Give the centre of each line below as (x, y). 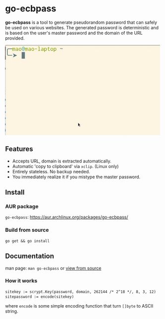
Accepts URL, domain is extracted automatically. (62, 161)
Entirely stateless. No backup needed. (51, 171)
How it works (21, 281)
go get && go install (27, 241)
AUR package (22, 207)
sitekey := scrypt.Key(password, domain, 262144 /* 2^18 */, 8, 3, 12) (81, 292)
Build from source (27, 230)
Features (19, 149)
